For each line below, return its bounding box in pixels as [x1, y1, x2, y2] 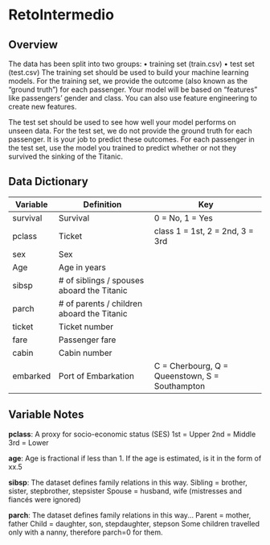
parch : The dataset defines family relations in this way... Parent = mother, [8, 510, 252, 520]
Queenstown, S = [153, 370, 219, 382]
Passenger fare [59, 334, 117, 345]
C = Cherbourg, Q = [153, 360, 229, 371]
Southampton [153, 380, 206, 391]
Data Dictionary [8, 175, 88, 188]
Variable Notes [8, 408, 84, 422]
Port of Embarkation [59, 370, 135, 382]
